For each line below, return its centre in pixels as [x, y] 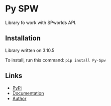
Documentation [28, 93]
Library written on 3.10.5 [30, 50]
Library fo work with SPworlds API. [41, 22]
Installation [23, 38]
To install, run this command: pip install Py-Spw [55, 60]
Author [19, 98]
